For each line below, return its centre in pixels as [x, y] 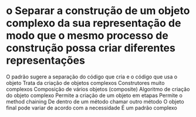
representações [45, 61]
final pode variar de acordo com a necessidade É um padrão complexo [92, 108]
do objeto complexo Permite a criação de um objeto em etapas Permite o [94, 95]
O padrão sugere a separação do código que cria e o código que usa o [92, 77]
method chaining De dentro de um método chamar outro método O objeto [95, 101]
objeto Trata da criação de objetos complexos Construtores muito [85, 82]
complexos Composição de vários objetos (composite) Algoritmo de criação [98, 89]
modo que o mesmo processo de [87, 36]
